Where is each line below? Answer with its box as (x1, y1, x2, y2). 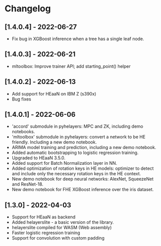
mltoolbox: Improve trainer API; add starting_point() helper (11, 63, 131, 69)
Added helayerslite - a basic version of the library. (11, 219, 114, 225)
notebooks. (11, 129, 35, 135)
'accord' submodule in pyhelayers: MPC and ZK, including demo (11, 123, 143, 129)
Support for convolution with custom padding (11, 235, 105, 241)
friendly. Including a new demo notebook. (11, 139, 97, 145)
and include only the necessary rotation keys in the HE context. (11, 171, 141, 177)
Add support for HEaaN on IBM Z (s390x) (11, 91, 97, 97)
